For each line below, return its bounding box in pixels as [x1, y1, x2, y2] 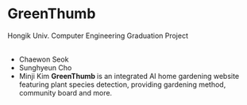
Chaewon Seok [18, 54, 69, 64]
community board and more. [18, 88, 113, 97]
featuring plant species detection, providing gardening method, [18, 80, 226, 89]
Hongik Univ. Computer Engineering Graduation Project [7, 31, 188, 40]
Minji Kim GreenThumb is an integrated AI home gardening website [18, 71, 240, 81]
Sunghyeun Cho [18, 62, 72, 72]
